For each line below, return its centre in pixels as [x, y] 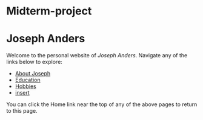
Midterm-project [49, 11]
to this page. [22, 111]
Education [28, 80]
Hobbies [25, 86]
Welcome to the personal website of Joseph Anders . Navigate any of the [97, 55]
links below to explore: [34, 62]
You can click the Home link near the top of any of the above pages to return [102, 104]
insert [22, 93]
